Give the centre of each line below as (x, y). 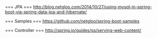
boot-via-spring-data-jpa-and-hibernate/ (46, 12)
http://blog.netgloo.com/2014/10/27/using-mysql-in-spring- (93, 7)
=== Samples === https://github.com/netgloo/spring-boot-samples (72, 21)
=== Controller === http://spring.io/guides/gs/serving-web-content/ (73, 30)
